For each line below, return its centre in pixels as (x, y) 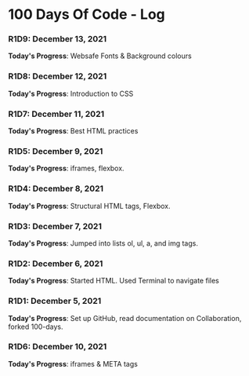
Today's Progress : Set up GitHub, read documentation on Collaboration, (125, 318)
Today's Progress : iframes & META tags (73, 363)
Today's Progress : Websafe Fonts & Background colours (100, 56)
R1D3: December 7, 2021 (55, 226)
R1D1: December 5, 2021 (55, 301)
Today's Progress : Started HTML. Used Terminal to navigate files (114, 281)
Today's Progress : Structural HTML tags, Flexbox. (89, 206)
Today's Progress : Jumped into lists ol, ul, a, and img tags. (103, 243)
